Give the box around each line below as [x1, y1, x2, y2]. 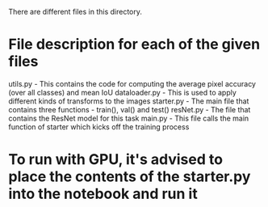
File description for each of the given [8, 36, 261, 53]
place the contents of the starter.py [8, 167, 251, 186]
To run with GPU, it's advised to [8, 150, 224, 169]
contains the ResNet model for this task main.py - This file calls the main [8, 113, 249, 123]
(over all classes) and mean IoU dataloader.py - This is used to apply [8, 87, 237, 97]
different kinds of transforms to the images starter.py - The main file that [8, 96, 249, 106]
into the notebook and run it [8, 185, 198, 203]
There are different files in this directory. [8, 7, 143, 16]
